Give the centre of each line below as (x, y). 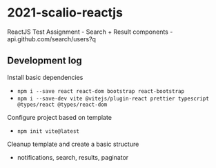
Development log (45, 61)
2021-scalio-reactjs (65, 13)
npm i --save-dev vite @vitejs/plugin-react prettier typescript (113, 98)
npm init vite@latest (48, 131)
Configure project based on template (60, 117)
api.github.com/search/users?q (52, 39)
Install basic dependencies (45, 77)
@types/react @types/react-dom (62, 105)
